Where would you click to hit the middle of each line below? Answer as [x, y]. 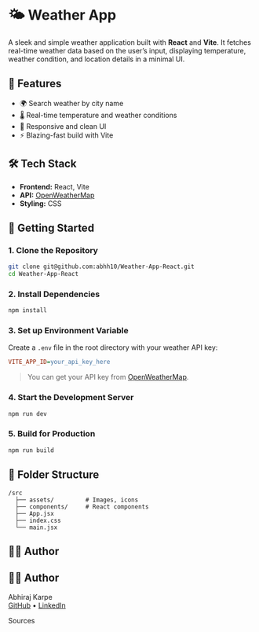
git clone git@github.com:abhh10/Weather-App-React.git [101, 267]
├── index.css [38, 520]
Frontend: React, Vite [55, 186]
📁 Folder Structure [54, 475]
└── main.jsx [36, 527]
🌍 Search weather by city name [71, 103]
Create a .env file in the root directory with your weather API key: [113, 347]
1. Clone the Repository [53, 250]
